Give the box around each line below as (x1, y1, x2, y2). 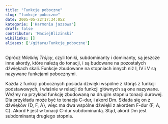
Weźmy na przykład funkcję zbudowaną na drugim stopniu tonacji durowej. (5, 91, 163, 97)
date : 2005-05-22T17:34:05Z (5, 17, 65, 22)
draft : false (5, 26, 33, 32)
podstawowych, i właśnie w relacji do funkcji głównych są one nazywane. (5, 86, 159, 92)
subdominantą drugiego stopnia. (5, 113, 74, 119)
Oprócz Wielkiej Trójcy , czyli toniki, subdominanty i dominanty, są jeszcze (5, 54, 160, 60)
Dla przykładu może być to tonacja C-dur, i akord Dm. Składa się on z (5, 97, 151, 103)
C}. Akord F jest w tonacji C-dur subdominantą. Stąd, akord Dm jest (5, 107, 147, 113)
